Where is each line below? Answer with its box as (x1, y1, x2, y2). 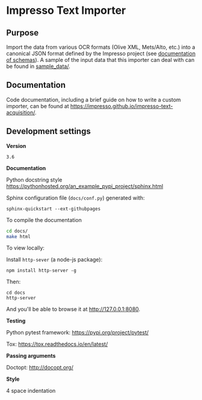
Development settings (6, 126, 91, 137)
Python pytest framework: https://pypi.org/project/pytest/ (6, 329, 149, 336)
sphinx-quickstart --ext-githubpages (6, 206, 101, 212)
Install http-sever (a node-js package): (6, 256, 103, 263)
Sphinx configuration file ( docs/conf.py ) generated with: (6, 194, 145, 202)
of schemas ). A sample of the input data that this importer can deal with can (6, 57, 195, 63)
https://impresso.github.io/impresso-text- (70, 102, 173, 109)
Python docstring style (6, 176, 63, 183)
